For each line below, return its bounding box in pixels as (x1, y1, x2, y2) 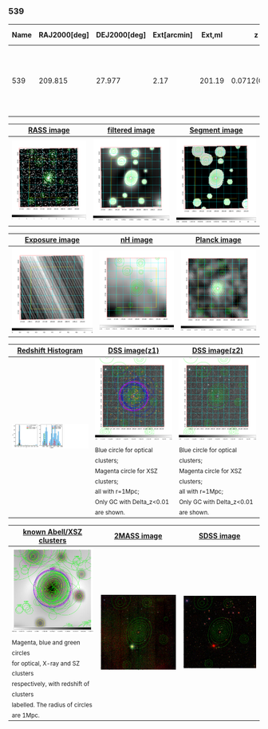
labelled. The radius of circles (11, 700, 93, 709)
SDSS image (199, 531, 241, 541)
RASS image (27, 125, 70, 135)
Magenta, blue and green (11, 638, 81, 647)
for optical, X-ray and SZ (11, 660, 81, 668)
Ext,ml (201, 30, 223, 40)
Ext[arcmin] (152, 30, 193, 40)
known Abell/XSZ (22, 526, 83, 536)
